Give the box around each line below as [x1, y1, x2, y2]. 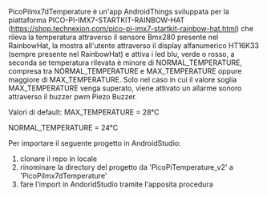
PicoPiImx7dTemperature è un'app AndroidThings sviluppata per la [8, 7, 230, 16]
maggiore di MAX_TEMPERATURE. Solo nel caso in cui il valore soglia [8, 75, 237, 84]
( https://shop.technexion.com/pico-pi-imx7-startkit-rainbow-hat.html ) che [8, 24, 254, 33]
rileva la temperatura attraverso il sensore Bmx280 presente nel [8, 32, 219, 42]
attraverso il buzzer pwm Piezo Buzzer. [8, 92, 138, 101]
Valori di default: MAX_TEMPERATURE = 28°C [8, 107, 160, 117]
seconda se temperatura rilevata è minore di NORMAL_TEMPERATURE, [8, 58, 243, 67]
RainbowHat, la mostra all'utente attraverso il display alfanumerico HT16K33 [8, 41, 259, 50]
